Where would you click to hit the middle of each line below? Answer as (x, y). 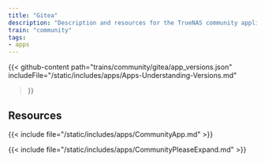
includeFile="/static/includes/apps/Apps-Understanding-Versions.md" (123, 75)
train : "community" (40, 30)
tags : (17, 37)
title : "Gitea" (33, 15)
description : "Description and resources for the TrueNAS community (123, 23)
